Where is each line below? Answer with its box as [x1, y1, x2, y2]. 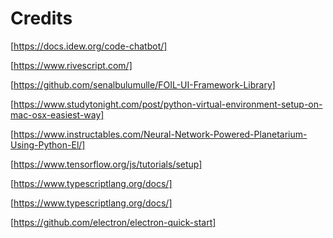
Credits [10, 7, 73, 30]
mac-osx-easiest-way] [10, 108, 105, 121]
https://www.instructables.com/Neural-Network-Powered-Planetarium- [13, 128, 308, 140]
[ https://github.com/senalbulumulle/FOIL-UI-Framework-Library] [10, 78, 276, 91]
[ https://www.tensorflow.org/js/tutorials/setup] [10, 158, 203, 170]
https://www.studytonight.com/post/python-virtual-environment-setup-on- [13, 98, 323, 110]
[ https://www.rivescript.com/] [10, 59, 133, 71]
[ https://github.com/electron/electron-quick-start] [10, 216, 217, 228]
